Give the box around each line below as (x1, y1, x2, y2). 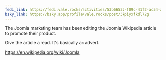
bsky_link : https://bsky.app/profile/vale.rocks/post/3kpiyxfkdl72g (5, 12, 149, 17)
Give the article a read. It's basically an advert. (5, 40, 100, 45)
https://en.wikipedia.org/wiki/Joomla (5, 49, 80, 55)
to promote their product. (5, 30, 57, 36)
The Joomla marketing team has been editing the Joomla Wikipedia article (5, 25, 157, 31)
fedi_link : (5, 7, 28, 12)
